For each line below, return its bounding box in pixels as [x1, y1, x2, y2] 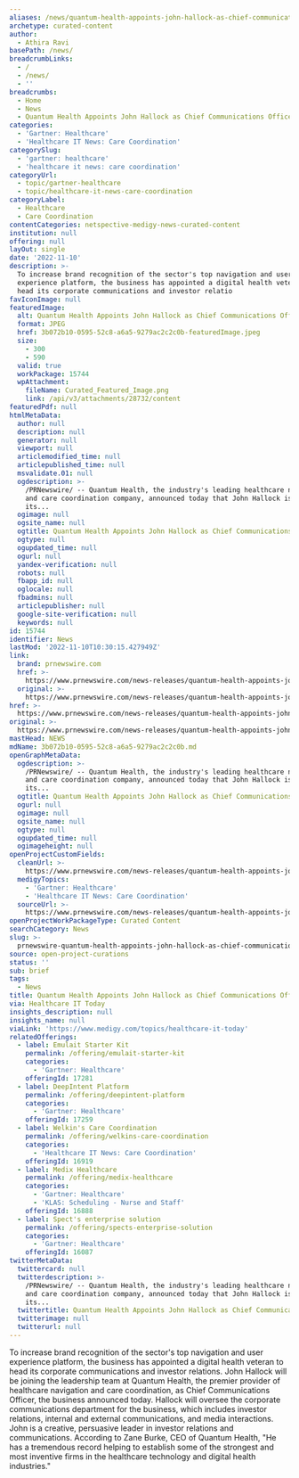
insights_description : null [9, 1007, 114, 1016]
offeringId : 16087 [25, 1248, 93, 1257]
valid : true [17, 361, 62, 370]
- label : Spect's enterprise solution [17, 1214, 162, 1224]
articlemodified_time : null [17, 452, 122, 462]
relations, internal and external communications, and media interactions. [9, 1413, 274, 1424]
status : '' [9, 957, 50, 967]
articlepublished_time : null [17, 461, 125, 470]
